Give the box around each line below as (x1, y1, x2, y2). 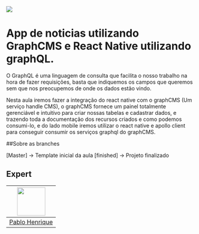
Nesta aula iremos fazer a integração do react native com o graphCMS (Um (6, 96, 192, 103)
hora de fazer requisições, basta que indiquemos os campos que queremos (6, 78, 193, 85)
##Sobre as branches (6, 140, 60, 147)
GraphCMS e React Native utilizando (6, 39, 192, 53)
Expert (6, 169, 32, 179)
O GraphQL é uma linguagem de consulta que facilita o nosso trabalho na (6, 72, 188, 79)
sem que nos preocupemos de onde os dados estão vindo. (6, 84, 152, 92)
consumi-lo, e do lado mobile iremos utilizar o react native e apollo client (6, 122, 186, 129)
